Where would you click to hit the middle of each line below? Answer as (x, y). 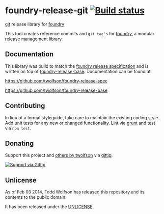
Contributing (25, 106)
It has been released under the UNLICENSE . (50, 207)
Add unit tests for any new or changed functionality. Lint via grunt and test (80, 123)
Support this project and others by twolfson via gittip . (59, 155)
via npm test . (18, 128)
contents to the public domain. (36, 197)
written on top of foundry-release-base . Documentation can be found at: (79, 71)
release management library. (34, 39)
